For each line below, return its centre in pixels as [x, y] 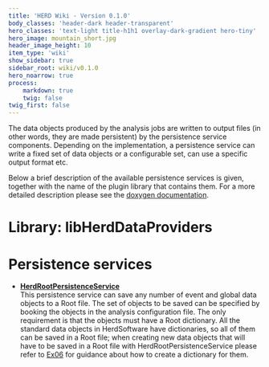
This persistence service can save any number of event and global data [138, 295]
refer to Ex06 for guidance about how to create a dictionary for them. [134, 355]
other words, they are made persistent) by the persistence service [118, 137]
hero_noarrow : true [41, 75]
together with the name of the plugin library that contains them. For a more [132, 186]
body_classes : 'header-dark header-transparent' [91, 23]
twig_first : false [39, 105]
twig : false [43, 98]
